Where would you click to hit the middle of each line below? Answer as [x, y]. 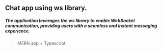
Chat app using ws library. [46, 8]
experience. [18, 31]
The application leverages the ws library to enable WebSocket [70, 20]
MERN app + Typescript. [42, 43]
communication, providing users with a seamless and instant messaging [81, 25]
